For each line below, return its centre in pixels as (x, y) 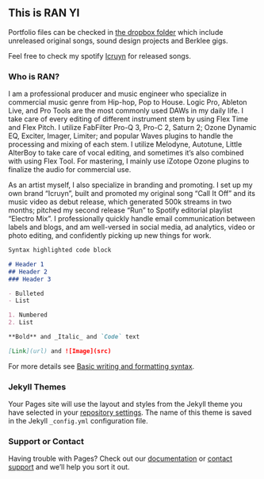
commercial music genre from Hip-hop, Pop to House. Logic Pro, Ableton (128, 102)
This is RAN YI (44, 13)
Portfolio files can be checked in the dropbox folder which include (116, 32)
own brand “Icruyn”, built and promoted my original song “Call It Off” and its (132, 194)
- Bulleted (26, 293)
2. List (21, 323)
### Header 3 (30, 279)
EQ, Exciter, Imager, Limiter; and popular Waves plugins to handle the (121, 136)
